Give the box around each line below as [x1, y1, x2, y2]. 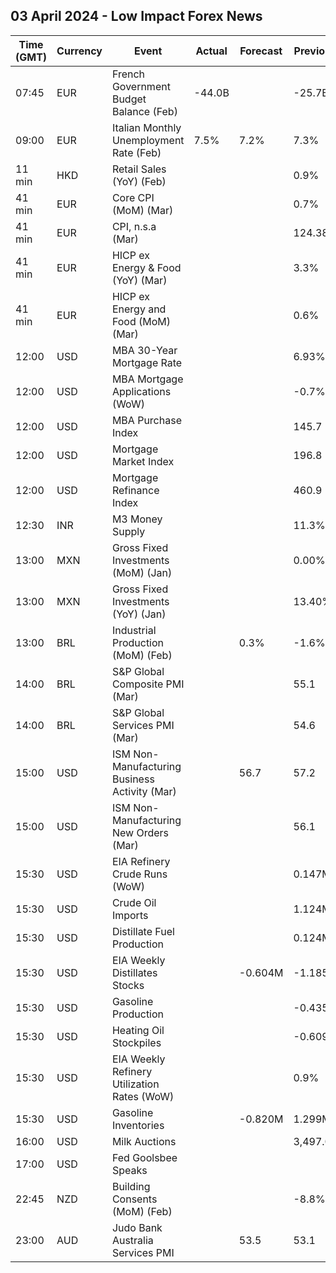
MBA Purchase [111, 413, 182, 427]
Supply [111, 524, 146, 538]
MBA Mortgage [111, 372, 184, 386]
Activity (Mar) [111, 784, 177, 798]
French [111, 67, 146, 81]
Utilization [111, 1077, 160, 1091]
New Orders [111, 825, 169, 839]
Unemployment [111, 133, 185, 147]
